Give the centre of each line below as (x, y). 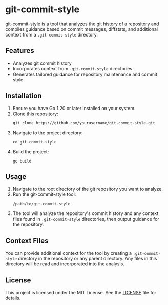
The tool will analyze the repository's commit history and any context (86, 213)
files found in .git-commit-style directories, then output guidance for (86, 219)
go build (22, 161)
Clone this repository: (35, 114)
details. (13, 298)
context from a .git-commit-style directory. (52, 34)
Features (20, 51)
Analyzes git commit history (42, 63)
